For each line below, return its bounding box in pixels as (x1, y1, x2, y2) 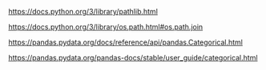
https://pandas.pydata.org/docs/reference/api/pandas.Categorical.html (8, 37, 243, 47)
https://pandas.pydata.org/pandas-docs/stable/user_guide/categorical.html (8, 53, 258, 62)
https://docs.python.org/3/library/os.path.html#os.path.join (8, 22, 204, 31)
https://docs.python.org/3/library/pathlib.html (8, 7, 159, 16)
